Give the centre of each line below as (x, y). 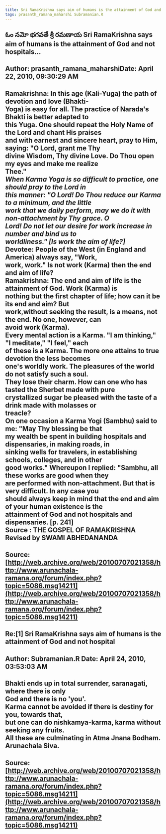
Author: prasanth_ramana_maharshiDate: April (79, 69)
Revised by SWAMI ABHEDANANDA (62, 537)
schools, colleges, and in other (54, 460)
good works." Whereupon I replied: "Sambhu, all (82, 468)
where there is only (36, 691)
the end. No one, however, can (53, 319)
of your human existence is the (54, 507)
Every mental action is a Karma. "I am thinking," (81, 335)
